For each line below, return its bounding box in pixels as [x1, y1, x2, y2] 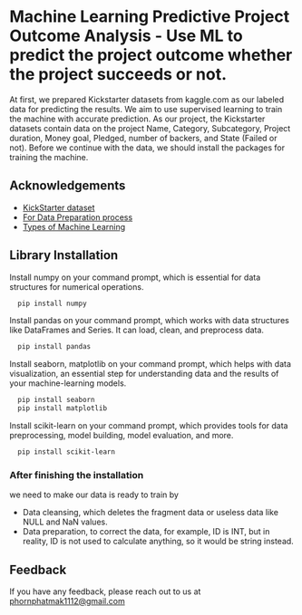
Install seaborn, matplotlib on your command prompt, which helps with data [9, 359, 292, 370]
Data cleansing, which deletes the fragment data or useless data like [22, 507, 279, 518]
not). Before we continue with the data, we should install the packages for [9, 142, 286, 153]
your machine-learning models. [9, 378, 127, 389]
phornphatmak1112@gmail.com [9, 596, 125, 607]
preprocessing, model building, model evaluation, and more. [9, 430, 234, 441]
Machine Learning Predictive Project [9, 6, 290, 27]
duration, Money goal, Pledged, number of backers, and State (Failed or [9, 132, 278, 143]
